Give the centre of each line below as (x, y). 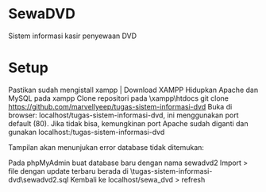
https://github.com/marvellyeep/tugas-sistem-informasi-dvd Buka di (120, 106)
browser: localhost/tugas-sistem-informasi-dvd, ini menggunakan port (123, 115)
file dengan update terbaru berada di (68, 171)
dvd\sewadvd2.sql (39, 179)
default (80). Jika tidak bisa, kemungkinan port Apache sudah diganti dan (128, 123)
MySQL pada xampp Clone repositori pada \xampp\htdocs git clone (118, 98)
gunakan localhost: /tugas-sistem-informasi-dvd (87, 132)
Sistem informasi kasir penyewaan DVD (73, 36)
